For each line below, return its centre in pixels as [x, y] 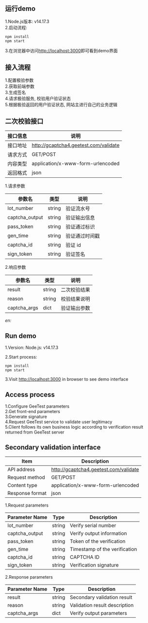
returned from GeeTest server [35, 432]
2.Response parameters [29, 577]
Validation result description [102, 605]
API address [21, 469]
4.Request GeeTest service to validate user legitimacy [59, 422]
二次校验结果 [76, 290]
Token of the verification [98, 541]
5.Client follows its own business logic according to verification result [74, 427]
